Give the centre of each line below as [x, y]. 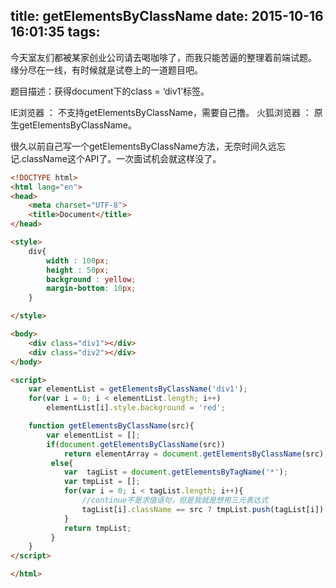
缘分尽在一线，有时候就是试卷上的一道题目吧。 [106, 70]
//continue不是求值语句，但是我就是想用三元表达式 [175, 500]
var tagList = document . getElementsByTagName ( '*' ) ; [175, 472]
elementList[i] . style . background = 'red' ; [136, 408]
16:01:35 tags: [55, 32]
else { [62, 463]
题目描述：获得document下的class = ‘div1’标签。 [110, 91]
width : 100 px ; [78, 260]
